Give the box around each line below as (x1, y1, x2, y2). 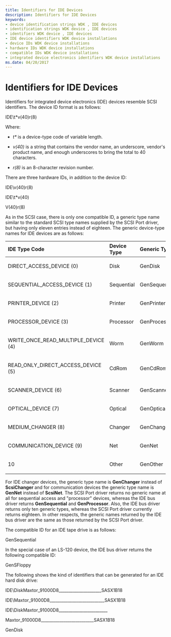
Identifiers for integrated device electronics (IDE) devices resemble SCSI (5, 99, 157, 105)
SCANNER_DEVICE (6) (8, 386, 62, 394)
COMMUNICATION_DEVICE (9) (8, 442, 82, 449)
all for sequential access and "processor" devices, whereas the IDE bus (5, 495, 155, 502)
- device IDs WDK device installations (5, 41, 90, 46)
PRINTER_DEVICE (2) (8, 300, 59, 307)
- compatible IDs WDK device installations (5, 50, 99, 55)
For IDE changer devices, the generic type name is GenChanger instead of (5, 479, 162, 485)
